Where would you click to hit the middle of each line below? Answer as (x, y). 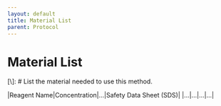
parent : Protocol (33, 27)
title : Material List (40, 20)
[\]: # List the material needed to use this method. (80, 81)
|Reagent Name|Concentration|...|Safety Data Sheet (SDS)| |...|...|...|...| (111, 95)
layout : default (31, 14)
